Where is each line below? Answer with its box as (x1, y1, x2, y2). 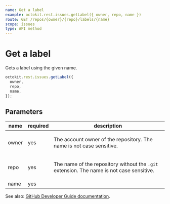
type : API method (5, 26, 42, 31)
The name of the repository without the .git (53, 160, 158, 168)
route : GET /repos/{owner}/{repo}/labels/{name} (5, 17, 110, 22)
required (27, 123, 49, 130)
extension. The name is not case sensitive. (53, 167, 154, 174)
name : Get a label (5, 7, 44, 13)
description (94, 123, 122, 130)
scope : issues (5, 21, 35, 27)
